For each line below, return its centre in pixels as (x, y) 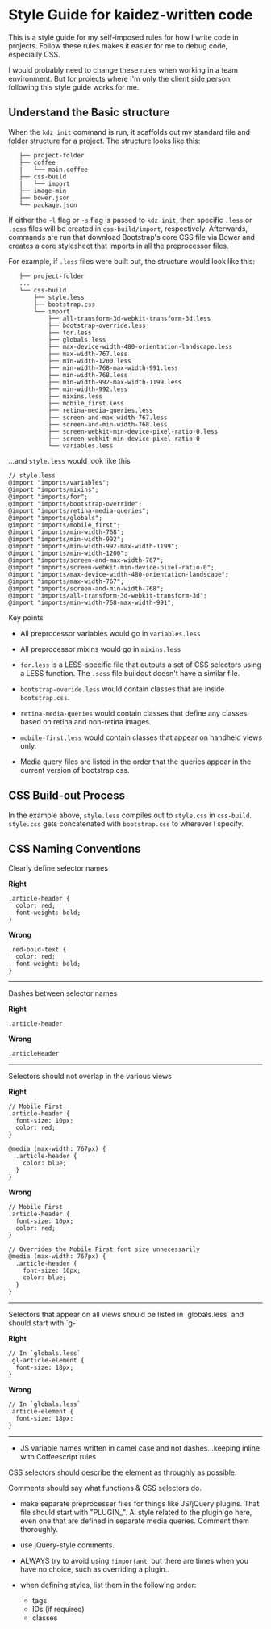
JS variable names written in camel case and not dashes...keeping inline (140, 1448)
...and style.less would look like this (69, 460)
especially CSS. (34, 54)
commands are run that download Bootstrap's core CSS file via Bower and (132, 237)
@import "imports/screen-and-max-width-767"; (86, 560)
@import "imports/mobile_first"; (65, 525)
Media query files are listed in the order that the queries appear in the (135, 762)
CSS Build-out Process (67, 796)
